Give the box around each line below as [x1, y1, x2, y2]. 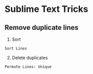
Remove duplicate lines [4, 23, 79, 32]
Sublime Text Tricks [4, 3, 89, 15]
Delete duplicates [11, 55, 48, 61]
